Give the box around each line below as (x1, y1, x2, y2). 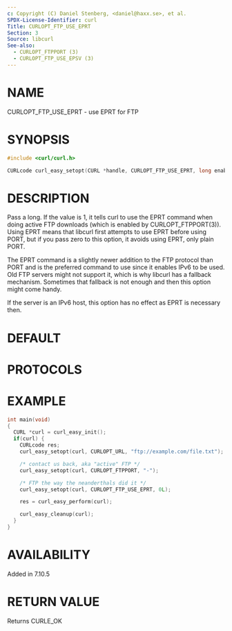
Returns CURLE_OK (7, 617, 62, 625)
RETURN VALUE (7, 594, 100, 610)
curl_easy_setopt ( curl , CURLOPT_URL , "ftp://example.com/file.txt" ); (19, 448, 224, 455)
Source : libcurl (7, 36, 54, 43)
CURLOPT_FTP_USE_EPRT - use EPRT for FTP (7, 108, 139, 116)
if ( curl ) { (13, 436, 45, 443)
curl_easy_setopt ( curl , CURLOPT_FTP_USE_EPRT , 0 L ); (19, 486, 171, 493)
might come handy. (7, 285, 62, 293)
